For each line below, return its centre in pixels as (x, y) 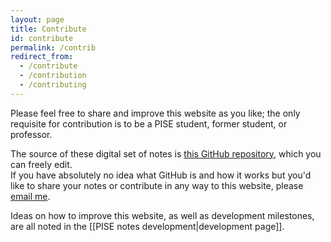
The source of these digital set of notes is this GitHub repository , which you (166, 153)
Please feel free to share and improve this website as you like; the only (155, 113)
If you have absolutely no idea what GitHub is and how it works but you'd (161, 175)
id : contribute (42, 38)
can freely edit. (41, 164)
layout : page (37, 19)
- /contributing (53, 85)
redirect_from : (42, 57)
